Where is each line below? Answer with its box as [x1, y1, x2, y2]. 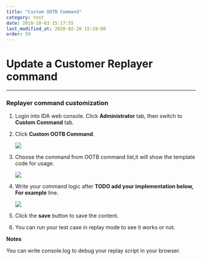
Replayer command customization [6, 99, 109, 107]
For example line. [14, 189, 59, 196]
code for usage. [14, 160, 55, 167]
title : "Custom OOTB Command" [6, 8, 82, 15]
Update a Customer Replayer [6, 57, 153, 71]
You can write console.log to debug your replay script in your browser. [6, 247, 180, 255]
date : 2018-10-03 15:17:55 [6, 20, 74, 26]
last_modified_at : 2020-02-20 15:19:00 [6, 25, 106, 32]
